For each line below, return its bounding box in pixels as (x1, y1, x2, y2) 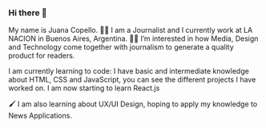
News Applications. (8, 111, 72, 121)
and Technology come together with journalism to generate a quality (8, 42, 234, 52)
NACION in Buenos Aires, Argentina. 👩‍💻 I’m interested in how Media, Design (8, 34, 259, 43)
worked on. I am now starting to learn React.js (8, 83, 160, 93)
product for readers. (8, 51, 75, 61)
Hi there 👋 (8, 7, 48, 18)
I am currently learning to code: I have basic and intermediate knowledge (8, 66, 250, 76)
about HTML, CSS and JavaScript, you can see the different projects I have (8, 75, 256, 85)
